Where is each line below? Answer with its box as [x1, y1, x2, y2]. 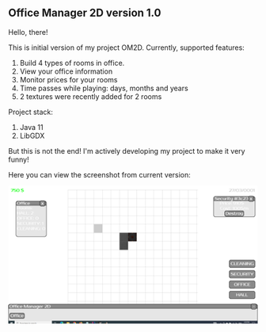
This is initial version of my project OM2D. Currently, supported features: [8, 43, 245, 52]
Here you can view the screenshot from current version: [8, 170, 192, 179]
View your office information [19, 67, 113, 76]
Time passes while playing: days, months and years [19, 83, 188, 93]
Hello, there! [8, 27, 48, 36]
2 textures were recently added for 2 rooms [19, 91, 162, 101]
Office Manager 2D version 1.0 [8, 6, 161, 20]
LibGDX [19, 131, 45, 140]
